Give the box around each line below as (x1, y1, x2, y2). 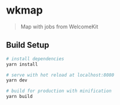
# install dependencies (6, 55, 65, 62)
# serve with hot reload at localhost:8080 (6, 72, 115, 78)
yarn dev (6, 77, 28, 83)
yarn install (6, 61, 38, 67)
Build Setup (6, 40, 49, 50)
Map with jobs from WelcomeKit (20, 23, 99, 30)
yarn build (6, 94, 33, 100)
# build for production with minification (6, 88, 112, 94)
